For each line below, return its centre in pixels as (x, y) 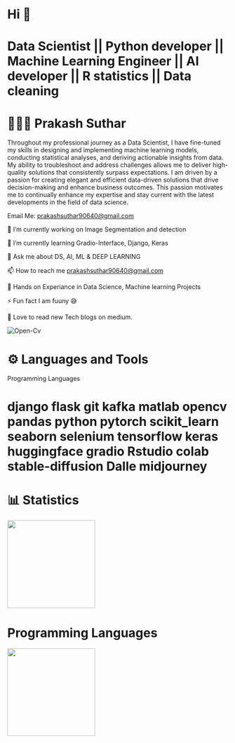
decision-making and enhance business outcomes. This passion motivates (115, 187)
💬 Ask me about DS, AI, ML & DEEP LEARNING (74, 257)
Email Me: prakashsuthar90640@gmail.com (71, 216)
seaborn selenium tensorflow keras (113, 437)
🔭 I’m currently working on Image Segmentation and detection (97, 229)
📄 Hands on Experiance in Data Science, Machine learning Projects (104, 287)
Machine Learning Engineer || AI (103, 61)
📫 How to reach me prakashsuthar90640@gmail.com (85, 271)
